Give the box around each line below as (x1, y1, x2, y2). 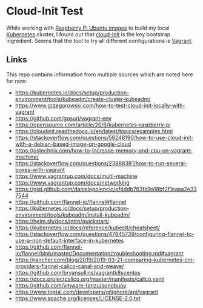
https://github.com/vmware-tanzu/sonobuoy (15, 281, 127, 289)
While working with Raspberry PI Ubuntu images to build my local (6, 24, 170, 31)
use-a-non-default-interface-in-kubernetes (15, 237, 124, 244)
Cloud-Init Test (6, 4, 84, 18)
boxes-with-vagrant (15, 166, 65, 173)
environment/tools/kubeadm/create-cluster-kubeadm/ (15, 95, 151, 102)
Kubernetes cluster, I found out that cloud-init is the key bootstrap (6, 30, 171, 38)
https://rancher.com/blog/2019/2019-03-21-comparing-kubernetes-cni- (15, 256, 195, 263)
